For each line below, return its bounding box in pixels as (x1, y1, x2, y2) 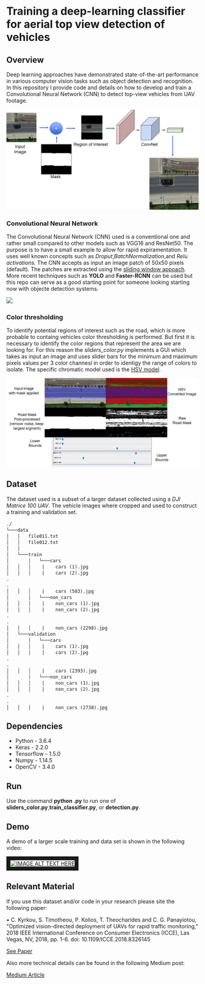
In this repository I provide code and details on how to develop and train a (6, 84, 192, 91)
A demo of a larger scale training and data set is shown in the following (6, 837, 185, 845)
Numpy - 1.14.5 (15, 757, 53, 764)
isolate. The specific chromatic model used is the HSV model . (6, 366, 161, 373)
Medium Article (6, 971, 45, 978)
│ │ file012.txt (6, 539, 59, 545)
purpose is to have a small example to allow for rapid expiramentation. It (6, 246, 187, 253)
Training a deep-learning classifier (6, 4, 185, 18)
